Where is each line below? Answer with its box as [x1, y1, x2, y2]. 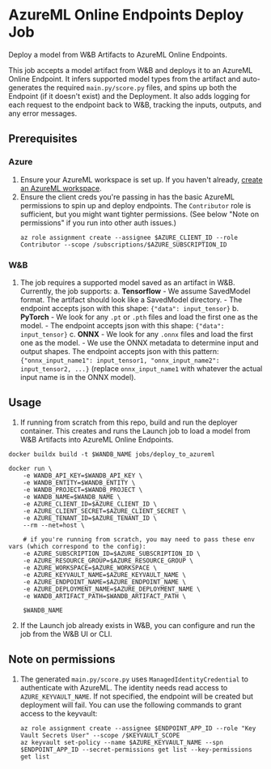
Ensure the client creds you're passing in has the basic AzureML [19, 192, 235, 202]
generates [8, 83, 43, 92]
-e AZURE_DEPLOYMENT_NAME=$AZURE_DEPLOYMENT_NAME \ [23, 585, 201, 593]
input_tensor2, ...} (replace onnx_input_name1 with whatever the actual [19, 363, 263, 374]
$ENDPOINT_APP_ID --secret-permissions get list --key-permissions [19, 746, 252, 754]
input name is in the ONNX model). [19, 372, 136, 382]
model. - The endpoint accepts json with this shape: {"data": [19, 320, 225, 330]
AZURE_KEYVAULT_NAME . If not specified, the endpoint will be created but [19, 691, 253, 701]
